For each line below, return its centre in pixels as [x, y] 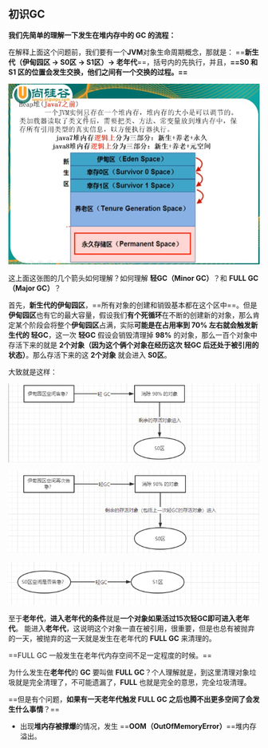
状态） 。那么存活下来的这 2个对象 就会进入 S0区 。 [90, 354]
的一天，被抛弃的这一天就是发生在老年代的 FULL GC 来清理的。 [112, 639]
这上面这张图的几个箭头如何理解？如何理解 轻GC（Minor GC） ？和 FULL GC [134, 278]
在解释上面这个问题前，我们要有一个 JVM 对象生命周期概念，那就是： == [127, 52]
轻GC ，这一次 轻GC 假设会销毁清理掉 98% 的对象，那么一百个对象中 [144, 334]
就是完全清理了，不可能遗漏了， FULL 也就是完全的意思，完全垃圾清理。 [133, 683]
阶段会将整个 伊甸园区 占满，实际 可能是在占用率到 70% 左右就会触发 [140, 325]
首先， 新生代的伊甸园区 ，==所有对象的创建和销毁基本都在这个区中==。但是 [133, 305]
